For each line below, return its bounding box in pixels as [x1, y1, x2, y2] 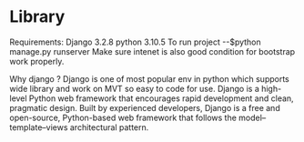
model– [238, 112, 267, 123]
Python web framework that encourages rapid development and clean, [28, 93, 294, 104]
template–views [9, 121, 68, 133]
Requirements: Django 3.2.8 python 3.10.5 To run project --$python [9, 36, 261, 47]
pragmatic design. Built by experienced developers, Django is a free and [9, 102, 280, 113]
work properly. [9, 56, 65, 66]
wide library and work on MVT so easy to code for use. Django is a [9, 83, 259, 94]
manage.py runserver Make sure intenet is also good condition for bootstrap [9, 46, 296, 56]
